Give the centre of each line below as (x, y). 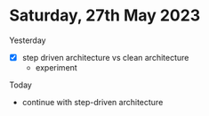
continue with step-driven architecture (92, 102)
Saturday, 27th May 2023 (105, 16)
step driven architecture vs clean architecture (105, 57)
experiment (56, 67)
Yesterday (28, 40)
